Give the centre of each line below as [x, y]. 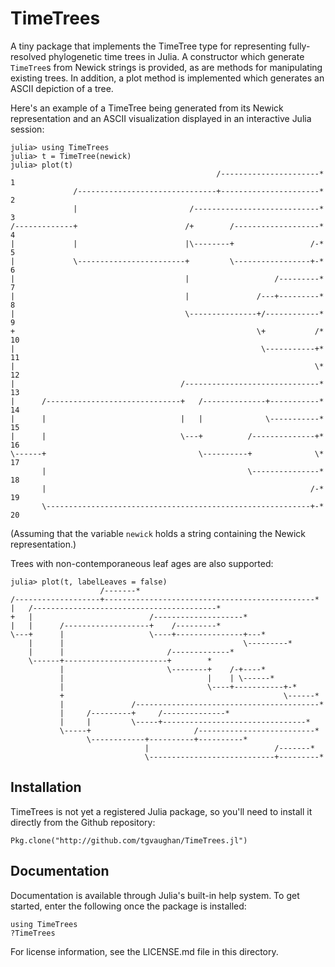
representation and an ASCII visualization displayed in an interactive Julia [161, 118]
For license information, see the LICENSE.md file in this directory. [144, 951]
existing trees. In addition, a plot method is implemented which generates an [167, 78]
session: [27, 129]
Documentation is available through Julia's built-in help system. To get [155, 895]
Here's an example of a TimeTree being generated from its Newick [147, 108]
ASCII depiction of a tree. [62, 88]
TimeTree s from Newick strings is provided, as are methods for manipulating [166, 67]
